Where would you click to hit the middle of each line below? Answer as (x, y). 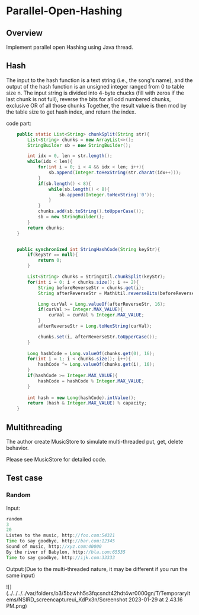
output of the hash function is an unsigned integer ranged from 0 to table (95, 86)
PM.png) (17, 605)
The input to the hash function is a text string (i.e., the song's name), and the (99, 80)
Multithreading (34, 427)
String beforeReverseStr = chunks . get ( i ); (91, 288)
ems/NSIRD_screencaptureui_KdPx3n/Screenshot (67, 600)
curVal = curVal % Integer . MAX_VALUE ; (96, 315)
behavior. (17, 448)
